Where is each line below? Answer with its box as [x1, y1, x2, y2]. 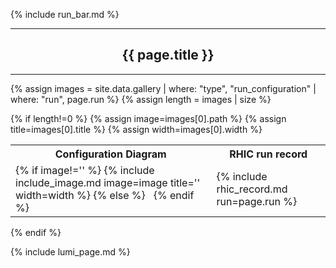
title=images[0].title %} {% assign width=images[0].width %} [10, 123, 263, 135]
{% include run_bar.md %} [10, 9, 120, 20]
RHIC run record [229, 147, 308, 161]
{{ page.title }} [121, 47, 215, 64]
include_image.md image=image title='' [15, 175, 201, 189]
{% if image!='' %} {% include [15, 163, 155, 177]
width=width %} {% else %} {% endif [15, 188, 195, 202]
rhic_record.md [216, 182, 288, 196]
